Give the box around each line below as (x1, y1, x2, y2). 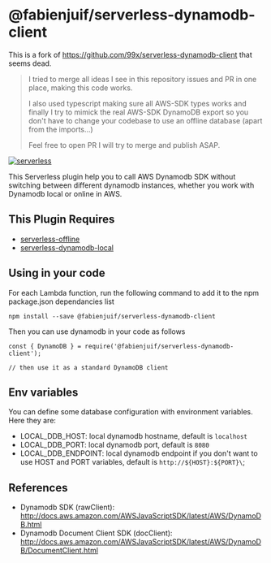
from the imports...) (28, 124, 93, 134)
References (8, 481, 68, 495)
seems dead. (8, 58, 52, 68)
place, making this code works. (28, 83, 133, 93)
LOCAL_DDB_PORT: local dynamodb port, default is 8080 (19, 440, 209, 450)
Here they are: (8, 416, 57, 426)
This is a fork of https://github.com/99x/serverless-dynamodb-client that (8, 50, 253, 59)
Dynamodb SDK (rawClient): (19, 502, 115, 513)
